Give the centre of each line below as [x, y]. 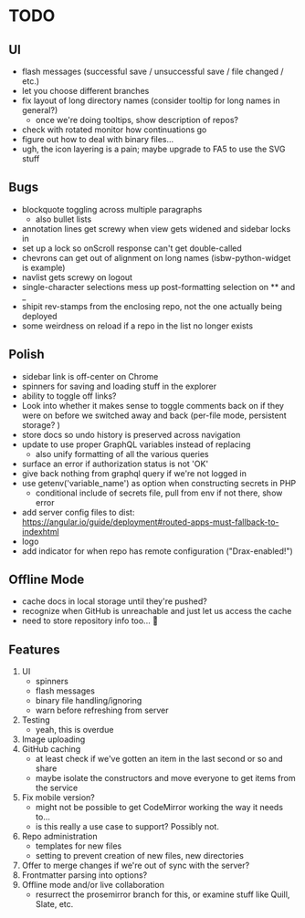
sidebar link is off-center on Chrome [90, 376]
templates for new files [79, 846]
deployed [39, 316]
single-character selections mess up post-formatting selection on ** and [158, 287]
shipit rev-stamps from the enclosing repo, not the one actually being [152, 306]
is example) [43, 267]
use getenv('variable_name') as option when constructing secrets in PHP [159, 483]
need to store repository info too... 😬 [90, 621]
